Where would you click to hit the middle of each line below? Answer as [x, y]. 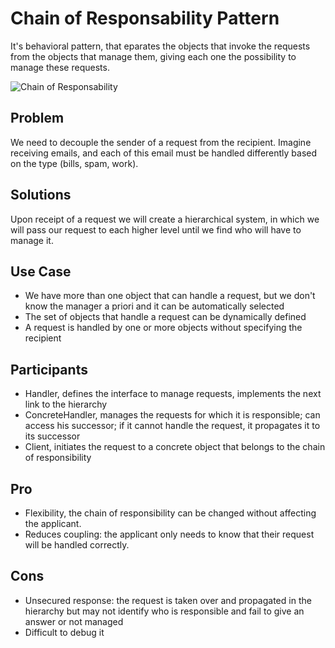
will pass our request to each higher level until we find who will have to [156, 229]
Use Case [41, 271]
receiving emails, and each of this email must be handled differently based [164, 153]
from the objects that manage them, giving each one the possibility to [153, 56]
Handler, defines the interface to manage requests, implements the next [173, 394]
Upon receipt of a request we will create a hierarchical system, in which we [165, 219]
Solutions [41, 195]
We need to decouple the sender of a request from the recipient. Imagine [161, 142]
